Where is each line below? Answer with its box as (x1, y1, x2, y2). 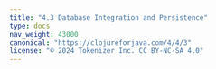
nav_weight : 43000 (9, 30, 79, 39)
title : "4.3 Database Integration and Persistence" (9, 13, 208, 22)
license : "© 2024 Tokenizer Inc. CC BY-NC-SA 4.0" (9, 47, 204, 56)
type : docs (9, 22, 51, 30)
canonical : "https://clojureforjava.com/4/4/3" (9, 38, 193, 47)
